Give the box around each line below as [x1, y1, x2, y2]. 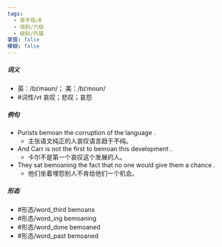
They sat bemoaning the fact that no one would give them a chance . [17, 160, 216, 169]
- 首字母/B [13, 17, 42, 24]
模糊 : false [7, 43, 40, 50]
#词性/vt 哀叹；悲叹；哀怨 [17, 92, 93, 101]
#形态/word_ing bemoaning [17, 214, 96, 223]
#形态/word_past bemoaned [17, 232, 99, 240]
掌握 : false [7, 36, 40, 43]
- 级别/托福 [13, 29, 44, 37]
